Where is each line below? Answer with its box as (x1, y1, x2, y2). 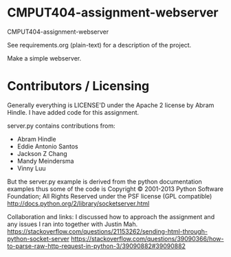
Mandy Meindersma (16, 157, 74, 165)
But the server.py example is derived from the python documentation (7, 177, 203, 186)
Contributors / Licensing (7, 78, 150, 94)
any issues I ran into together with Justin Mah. (7, 220, 138, 228)
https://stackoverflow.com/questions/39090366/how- (71, 234, 224, 243)
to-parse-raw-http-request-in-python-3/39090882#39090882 (7, 242, 186, 250)
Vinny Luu (16, 164, 46, 172)
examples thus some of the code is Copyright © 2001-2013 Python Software (7, 184, 224, 193)
